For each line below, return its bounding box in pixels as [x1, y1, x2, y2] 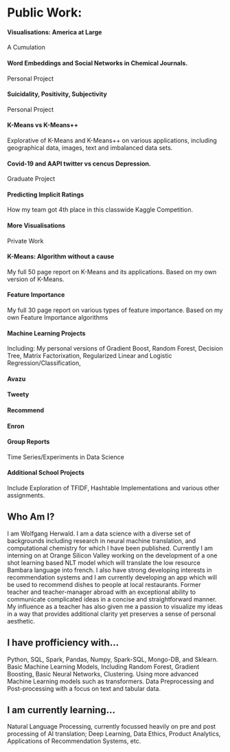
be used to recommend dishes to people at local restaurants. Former [7, 580, 201, 588]
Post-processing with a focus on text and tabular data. [7, 684, 161, 692]
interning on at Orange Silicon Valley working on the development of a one [7, 551, 218, 560]
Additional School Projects [7, 469, 84, 477]
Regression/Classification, [7, 359, 81, 367]
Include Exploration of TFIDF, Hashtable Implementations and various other [7, 484, 220, 492]
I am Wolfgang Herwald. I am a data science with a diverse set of [7, 529, 191, 538]
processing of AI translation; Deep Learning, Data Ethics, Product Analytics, [7, 730, 221, 738]
